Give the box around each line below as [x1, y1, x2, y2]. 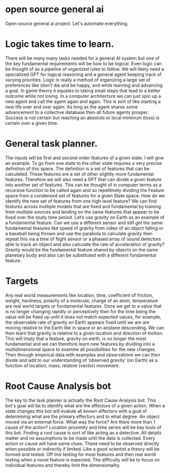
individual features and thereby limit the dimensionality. [5, 462, 121, 468]
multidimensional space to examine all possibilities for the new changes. [5, 346, 156, 352]
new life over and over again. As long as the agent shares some [5, 103, 138, 110]
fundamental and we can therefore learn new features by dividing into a [5, 341, 155, 347]
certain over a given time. [5, 120, 59, 126]
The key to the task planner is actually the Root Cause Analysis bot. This [5, 397, 156, 403]
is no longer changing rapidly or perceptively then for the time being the [5, 308, 156, 314]
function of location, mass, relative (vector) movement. [5, 363, 120, 369]
